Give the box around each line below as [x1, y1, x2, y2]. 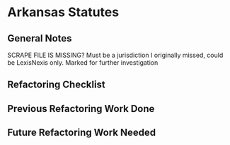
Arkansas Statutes [7, 4, 119, 20]
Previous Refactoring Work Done [7, 103, 155, 115]
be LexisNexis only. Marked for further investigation [7, 58, 159, 67]
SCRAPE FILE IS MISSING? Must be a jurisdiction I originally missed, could [7, 51, 224, 59]
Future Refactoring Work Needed [7, 127, 156, 139]
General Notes [7, 32, 72, 44]
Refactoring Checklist [7, 79, 106, 91]
